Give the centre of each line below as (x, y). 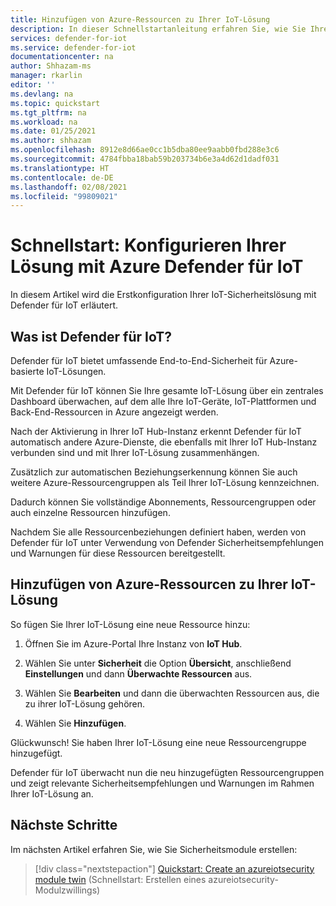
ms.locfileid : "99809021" (64, 196)
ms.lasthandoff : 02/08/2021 (69, 187)
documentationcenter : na (62, 57)
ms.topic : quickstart (55, 103)
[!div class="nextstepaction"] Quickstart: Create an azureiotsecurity (174, 868)
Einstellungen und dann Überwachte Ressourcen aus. (138, 673)
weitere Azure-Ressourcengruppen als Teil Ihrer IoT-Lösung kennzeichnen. (165, 482)
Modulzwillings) (67, 890)
